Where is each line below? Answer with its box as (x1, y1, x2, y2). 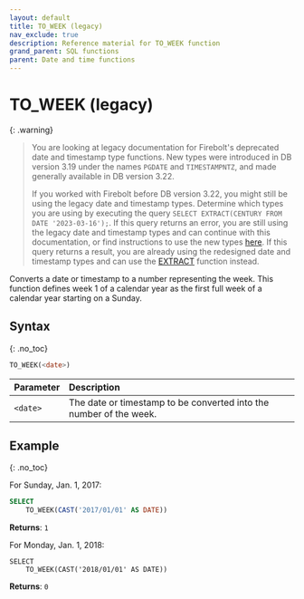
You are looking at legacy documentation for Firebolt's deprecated (31, 141, 280, 152)
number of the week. (68, 407, 157, 420)
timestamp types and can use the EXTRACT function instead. (31, 256, 260, 266)
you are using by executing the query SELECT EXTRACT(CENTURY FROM (31, 208, 282, 218)
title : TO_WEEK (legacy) (9, 22, 103, 31)
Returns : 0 (9, 581, 49, 592)
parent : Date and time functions (9, 55, 136, 64)
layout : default (9, 13, 71, 23)
